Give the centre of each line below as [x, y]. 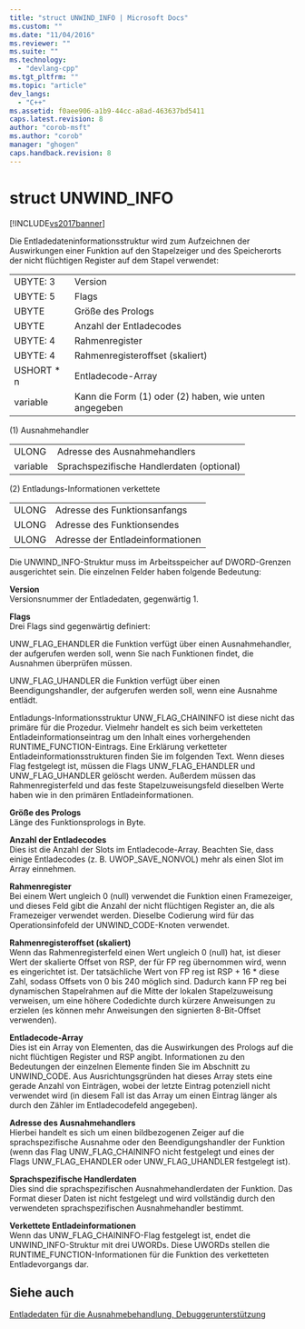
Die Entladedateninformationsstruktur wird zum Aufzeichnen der [130, 241]
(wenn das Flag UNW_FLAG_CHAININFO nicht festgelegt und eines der [142, 1152]
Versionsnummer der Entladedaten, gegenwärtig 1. [104, 599]
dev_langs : [30, 94]
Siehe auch [42, 1292]
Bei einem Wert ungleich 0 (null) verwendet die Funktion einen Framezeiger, [151, 895]
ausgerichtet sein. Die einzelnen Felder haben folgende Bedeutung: [135, 571]
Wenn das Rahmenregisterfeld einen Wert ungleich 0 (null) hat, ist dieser [145, 952]
